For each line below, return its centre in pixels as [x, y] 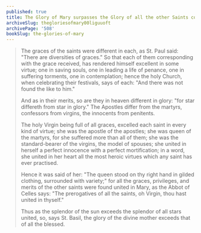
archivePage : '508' [31, 28]
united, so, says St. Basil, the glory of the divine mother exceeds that [105, 218]
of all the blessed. [43, 224]
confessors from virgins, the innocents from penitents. [88, 114]
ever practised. [39, 163]
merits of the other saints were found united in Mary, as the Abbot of [105, 187]
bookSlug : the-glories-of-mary [45, 34]
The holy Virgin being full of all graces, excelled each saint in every [103, 125]
